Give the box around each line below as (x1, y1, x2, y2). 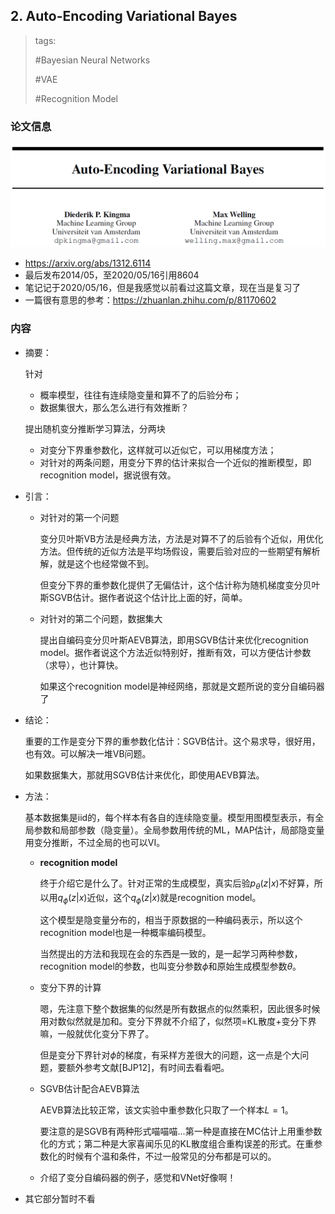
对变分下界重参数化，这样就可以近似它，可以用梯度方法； (39, 444, 277, 456)
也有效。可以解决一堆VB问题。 (24, 747, 152, 759)
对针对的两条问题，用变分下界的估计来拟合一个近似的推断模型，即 (39, 456, 312, 468)
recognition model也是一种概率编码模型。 (39, 927, 212, 939)
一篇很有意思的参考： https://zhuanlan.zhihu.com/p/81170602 (24, 294, 277, 306)
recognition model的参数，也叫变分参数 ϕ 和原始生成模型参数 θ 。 (39, 960, 302, 973)
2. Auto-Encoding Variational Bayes (10, 8, 238, 25)
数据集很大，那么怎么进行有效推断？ (39, 401, 190, 413)
